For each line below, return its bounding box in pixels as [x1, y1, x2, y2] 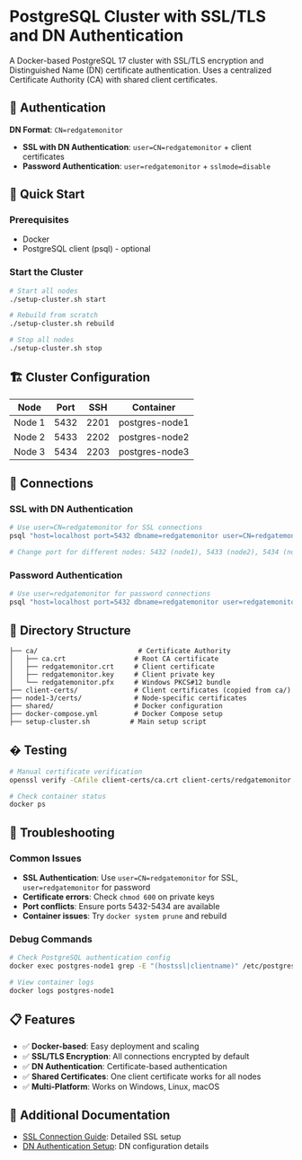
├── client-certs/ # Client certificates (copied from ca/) [9, 686, 292, 695]
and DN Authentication [9, 25, 184, 46]
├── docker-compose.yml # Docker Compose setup [9, 709, 223, 718]
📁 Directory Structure [9, 623, 132, 638]
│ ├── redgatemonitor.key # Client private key [9, 669, 216, 679]
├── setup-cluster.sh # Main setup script [9, 717, 207, 726]
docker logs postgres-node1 [9, 986, 115, 995]
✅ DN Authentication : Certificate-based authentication [22, 1060, 227, 1071]
